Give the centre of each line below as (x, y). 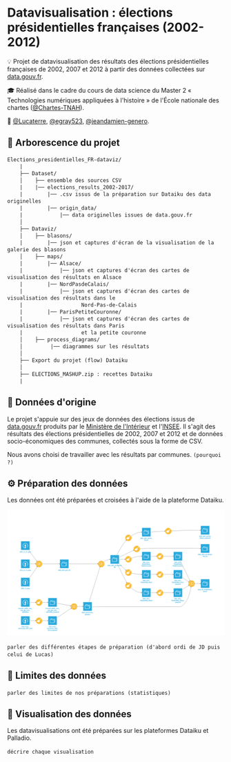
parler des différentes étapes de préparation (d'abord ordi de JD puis (114, 647)
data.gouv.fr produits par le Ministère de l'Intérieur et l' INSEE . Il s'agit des (111, 426)
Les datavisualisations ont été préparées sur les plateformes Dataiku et (108, 731)
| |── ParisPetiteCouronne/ (71, 312)
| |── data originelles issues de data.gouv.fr (106, 215)
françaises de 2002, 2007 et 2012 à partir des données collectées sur (106, 69)
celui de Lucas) (30, 654)
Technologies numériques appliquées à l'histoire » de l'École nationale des (113, 100)
